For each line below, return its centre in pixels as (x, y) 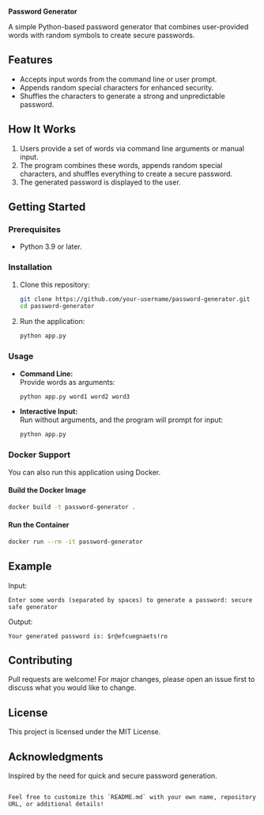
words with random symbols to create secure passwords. (102, 35)
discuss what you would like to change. (72, 687)
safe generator (33, 607)
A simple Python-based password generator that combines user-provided (128, 27)
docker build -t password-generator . (72, 507)
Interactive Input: (49, 412)
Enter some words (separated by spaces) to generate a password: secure (130, 600)
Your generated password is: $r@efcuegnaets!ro (88, 636)
